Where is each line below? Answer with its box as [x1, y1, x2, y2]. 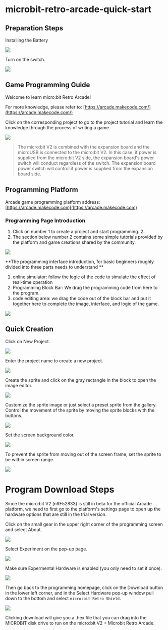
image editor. [5, 382, 33, 388]
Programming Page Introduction [5, 217, 86, 224]
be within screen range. [5, 456, 54, 462]
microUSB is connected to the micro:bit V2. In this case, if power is [17, 149, 157, 155]
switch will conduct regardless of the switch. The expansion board [17, 160, 156, 166]
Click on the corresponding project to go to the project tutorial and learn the [5, 119, 163, 125]
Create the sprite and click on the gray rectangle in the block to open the [5, 377, 156, 383]
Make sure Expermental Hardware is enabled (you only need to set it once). [5, 565, 162, 571]
